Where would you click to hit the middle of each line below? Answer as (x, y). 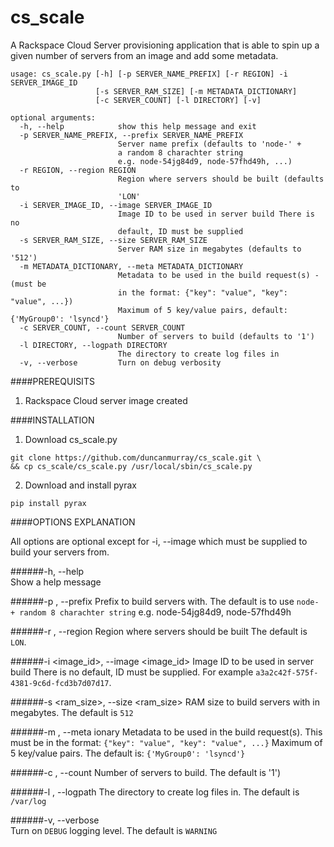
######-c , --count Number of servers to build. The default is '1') (146, 772)
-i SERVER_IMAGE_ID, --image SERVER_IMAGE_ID (116, 205)
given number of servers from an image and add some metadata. (144, 55)
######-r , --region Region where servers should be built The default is (159, 631)
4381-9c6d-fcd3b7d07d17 (60, 683)
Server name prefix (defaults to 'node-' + (209, 144)
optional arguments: (53, 117)
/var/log (28, 801)
